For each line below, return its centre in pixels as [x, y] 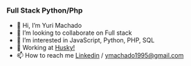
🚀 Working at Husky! [46, 48]
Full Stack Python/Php [45, 10]
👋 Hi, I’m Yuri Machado [49, 26]
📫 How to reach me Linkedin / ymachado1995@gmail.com [100, 56]
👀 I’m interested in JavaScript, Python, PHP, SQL [85, 40]
